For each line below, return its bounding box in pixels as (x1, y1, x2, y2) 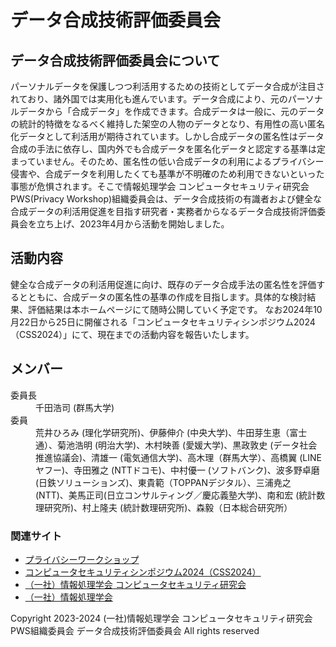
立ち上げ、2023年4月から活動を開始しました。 (36, 218, 230, 230)
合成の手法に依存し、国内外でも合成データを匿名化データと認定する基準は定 (10, 143, 326, 155)
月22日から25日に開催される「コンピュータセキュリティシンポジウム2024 (10, 316, 316, 328)
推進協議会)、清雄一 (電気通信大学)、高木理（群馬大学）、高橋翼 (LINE (35, 451, 322, 463)
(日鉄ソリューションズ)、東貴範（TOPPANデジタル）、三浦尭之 (35, 476, 292, 488)
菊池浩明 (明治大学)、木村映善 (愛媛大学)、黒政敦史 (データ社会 (56, 439, 318, 451)
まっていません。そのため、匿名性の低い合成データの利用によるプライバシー (10, 156, 325, 167)
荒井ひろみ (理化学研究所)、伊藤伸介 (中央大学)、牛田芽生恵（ (35, 426, 290, 438)
